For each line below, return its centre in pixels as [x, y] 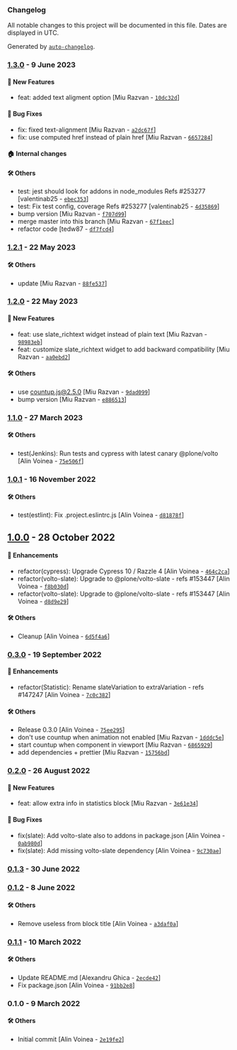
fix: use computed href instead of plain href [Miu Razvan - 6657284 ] [115, 137]
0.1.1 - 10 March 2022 [44, 942]
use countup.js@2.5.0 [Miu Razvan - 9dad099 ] [84, 392]
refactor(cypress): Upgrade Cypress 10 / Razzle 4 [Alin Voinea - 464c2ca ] [123, 571]
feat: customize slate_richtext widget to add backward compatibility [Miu [123, 349]
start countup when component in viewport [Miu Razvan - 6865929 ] [115, 745]
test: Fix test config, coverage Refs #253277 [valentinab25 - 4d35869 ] [118, 206]
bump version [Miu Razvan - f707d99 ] [72, 214]
